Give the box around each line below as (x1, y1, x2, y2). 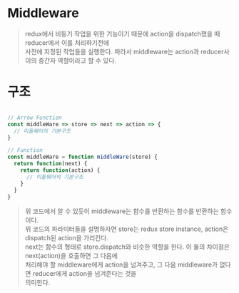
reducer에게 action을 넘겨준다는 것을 (32, 269, 137, 278)
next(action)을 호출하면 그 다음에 (24, 252, 118, 260)
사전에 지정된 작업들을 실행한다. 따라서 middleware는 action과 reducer (24, 47, 224, 56)
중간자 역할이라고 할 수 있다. (38, 56, 116, 65)
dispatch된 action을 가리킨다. (24, 234, 109, 242)
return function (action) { (20, 167, 101, 174)
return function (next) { (14, 160, 88, 168)
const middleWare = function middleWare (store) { (7, 153, 158, 161)
